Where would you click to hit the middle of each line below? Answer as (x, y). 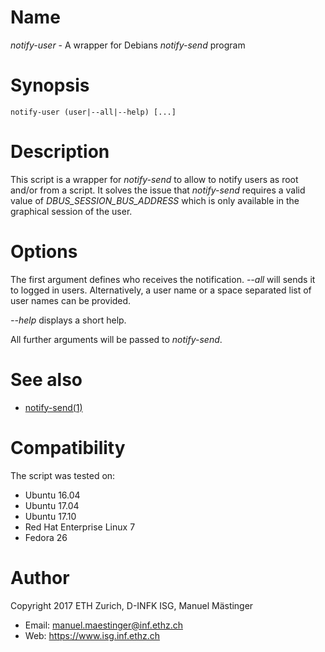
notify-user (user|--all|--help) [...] (93, 112)
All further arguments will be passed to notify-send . (116, 339)
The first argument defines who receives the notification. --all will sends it (163, 279)
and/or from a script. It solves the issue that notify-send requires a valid (158, 190)
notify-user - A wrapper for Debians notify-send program (128, 45)
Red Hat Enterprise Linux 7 (80, 527)
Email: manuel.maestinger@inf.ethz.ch (103, 625)
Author (40, 577)
